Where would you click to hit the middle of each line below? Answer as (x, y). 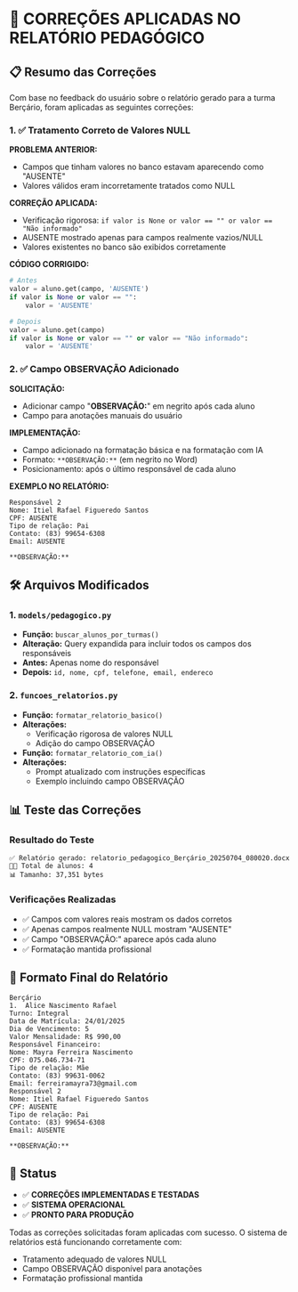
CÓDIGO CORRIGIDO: (49, 264)
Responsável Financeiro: (55, 1045)
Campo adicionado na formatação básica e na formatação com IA (143, 450)
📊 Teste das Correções (76, 810)
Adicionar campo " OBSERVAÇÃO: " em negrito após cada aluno (138, 406)
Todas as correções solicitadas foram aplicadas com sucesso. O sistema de (148, 1232)
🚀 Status (33, 1173)
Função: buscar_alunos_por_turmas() (90, 634)
